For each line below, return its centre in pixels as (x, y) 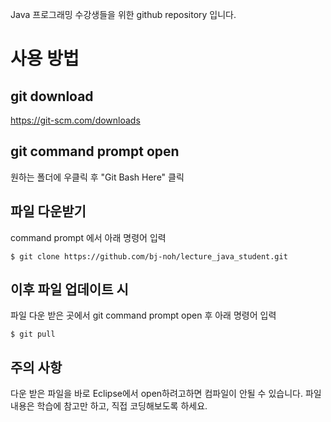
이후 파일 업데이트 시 (69, 289)
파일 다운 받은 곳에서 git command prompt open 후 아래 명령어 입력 (143, 315)
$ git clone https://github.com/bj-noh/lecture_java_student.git (149, 256)
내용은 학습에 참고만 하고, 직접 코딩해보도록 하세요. (109, 406)
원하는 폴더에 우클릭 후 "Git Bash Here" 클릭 (97, 177)
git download (52, 96)
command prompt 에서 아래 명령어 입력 (88, 237)
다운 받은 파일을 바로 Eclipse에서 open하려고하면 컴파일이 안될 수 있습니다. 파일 (166, 394)
